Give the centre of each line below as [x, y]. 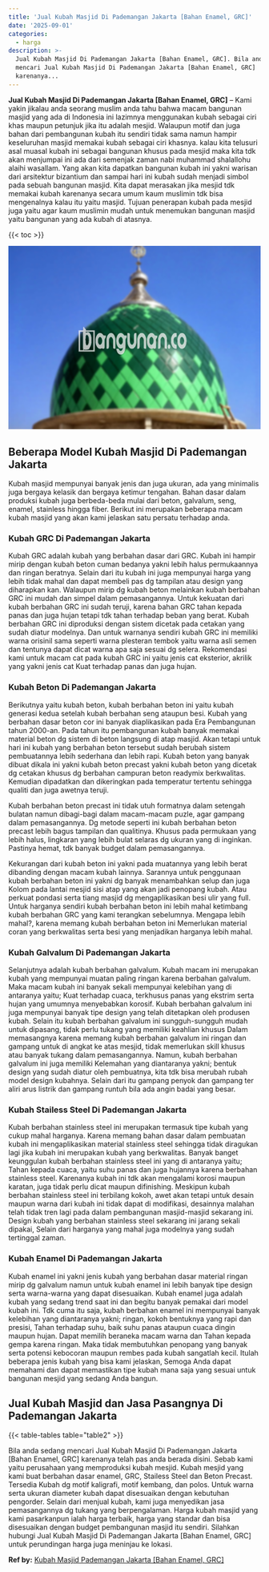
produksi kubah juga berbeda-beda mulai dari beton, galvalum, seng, [122, 501]
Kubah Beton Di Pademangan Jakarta [82, 687]
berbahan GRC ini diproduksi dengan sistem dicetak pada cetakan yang [126, 624]
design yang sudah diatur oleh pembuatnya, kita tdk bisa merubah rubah [128, 1072]
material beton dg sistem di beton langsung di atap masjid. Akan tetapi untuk [134, 739]
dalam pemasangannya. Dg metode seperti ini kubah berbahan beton [122, 822]
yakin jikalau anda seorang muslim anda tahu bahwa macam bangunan [125, 108]
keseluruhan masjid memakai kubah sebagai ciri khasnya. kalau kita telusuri [133, 142]
